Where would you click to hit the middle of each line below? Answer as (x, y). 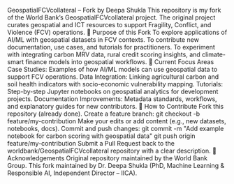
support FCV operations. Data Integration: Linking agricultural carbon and (113, 77)
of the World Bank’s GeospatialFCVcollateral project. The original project (111, 17)
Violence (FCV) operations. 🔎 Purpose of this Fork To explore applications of (117, 32)
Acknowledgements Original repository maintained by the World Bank (108, 158)
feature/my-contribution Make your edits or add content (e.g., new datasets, (117, 121)
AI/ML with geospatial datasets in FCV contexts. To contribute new (103, 40)
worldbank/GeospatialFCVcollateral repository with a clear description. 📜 (112, 151)
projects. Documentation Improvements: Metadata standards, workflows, (112, 99)
